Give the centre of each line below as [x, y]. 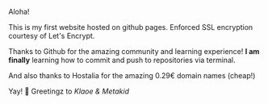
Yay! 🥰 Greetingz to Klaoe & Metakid [69, 91]
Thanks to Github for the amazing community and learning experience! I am [134, 51]
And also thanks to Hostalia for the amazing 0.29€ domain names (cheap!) [132, 75]
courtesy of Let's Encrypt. [52, 36]
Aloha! [19, 12]
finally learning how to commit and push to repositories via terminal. [122, 60]
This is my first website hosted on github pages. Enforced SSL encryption [131, 27]
